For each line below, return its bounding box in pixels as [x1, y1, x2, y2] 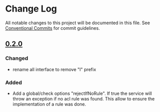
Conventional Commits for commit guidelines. [5, 25, 100, 31]
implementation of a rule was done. [12, 101, 86, 107]
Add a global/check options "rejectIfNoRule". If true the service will [12, 90, 152, 96]
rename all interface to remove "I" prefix [12, 66, 96, 72]
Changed [5, 55, 29, 62]
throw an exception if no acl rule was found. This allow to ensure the [12, 95, 155, 101]
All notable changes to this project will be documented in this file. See [5, 20, 150, 26]
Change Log [5, 3, 57, 15]
